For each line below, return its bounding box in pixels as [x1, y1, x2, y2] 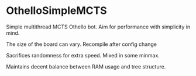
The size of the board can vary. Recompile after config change [6, 41, 157, 48]
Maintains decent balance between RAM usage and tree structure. [6, 63, 166, 70]
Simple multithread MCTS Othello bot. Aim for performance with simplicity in [6, 23, 191, 30]
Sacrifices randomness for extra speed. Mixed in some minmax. [6, 52, 160, 59]
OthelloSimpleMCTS [6, 4, 107, 17]
